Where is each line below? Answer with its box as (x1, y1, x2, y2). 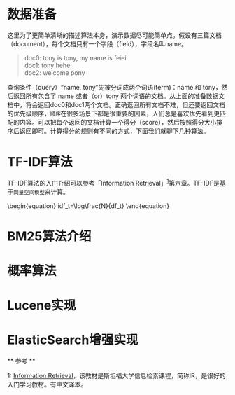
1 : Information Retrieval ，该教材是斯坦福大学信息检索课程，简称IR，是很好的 (7, 372, 226, 380)
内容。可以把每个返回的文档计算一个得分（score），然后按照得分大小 (19, 118, 217, 126)
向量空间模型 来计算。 (13, 187, 70, 196)
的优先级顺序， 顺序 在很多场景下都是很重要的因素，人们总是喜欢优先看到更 (7, 109, 220, 118)
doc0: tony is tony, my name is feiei (24, 53, 127, 62)
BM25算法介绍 (7, 228, 92, 244)
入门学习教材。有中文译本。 (7, 380, 87, 389)
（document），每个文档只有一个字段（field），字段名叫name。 (7, 39, 187, 48)
